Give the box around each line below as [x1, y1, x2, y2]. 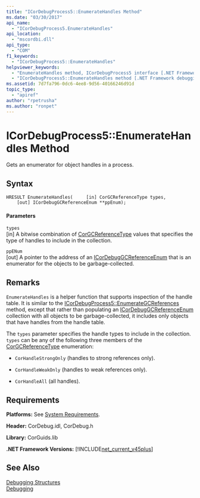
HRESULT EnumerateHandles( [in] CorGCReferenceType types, [6, 195, 167, 201]
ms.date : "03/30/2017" [6, 14, 62, 20]
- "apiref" [11, 92, 39, 98]
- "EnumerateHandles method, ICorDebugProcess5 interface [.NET [11, 70, 174, 76]
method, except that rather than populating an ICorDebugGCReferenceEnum [6, 306, 194, 313]
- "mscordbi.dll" [11, 36, 55, 42]
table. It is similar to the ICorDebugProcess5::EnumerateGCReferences [6, 300, 180, 307]
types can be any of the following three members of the [6, 337, 143, 344]
